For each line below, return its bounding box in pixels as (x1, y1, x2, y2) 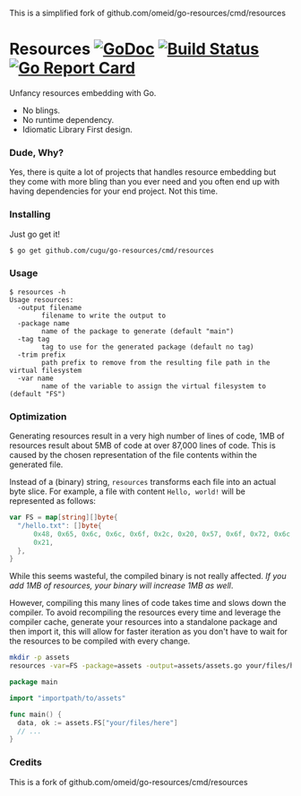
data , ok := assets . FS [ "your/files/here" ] (17, 718, 178, 727)
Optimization (9, 410, 67, 422)
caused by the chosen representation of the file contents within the (9, 450, 257, 460)
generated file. (9, 459, 64, 470)
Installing (9, 208, 51, 221)
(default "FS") (9, 389, 66, 398)
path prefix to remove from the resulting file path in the (41, 358, 271, 367)
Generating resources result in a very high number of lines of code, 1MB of (9, 430, 285, 441)
